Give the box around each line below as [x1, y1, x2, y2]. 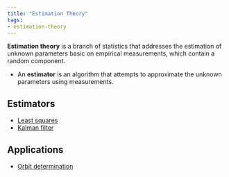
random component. [7, 57, 66, 65]
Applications [7, 144, 64, 155]
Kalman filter [17, 124, 54, 132]
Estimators [7, 98, 56, 110]
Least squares [17, 116, 58, 125]
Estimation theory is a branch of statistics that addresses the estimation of [7, 42, 222, 51]
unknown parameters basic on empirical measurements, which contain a [7, 49, 215, 58]
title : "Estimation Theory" [7, 10, 89, 17]
